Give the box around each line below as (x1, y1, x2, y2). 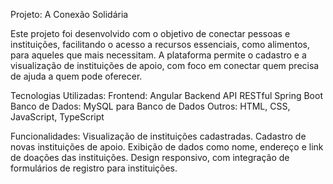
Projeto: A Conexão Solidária (10, 9, 129, 20)
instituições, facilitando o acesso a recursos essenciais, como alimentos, (10, 39, 310, 50)
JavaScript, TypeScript (10, 111, 105, 123)
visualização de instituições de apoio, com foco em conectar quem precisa (10, 60, 320, 71)
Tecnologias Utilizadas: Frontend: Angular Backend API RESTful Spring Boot (10, 90, 323, 101)
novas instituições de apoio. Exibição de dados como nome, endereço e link (10, 141, 324, 153)
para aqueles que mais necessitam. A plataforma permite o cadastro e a (10, 49, 307, 61)
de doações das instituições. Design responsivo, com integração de (10, 152, 290, 163)
